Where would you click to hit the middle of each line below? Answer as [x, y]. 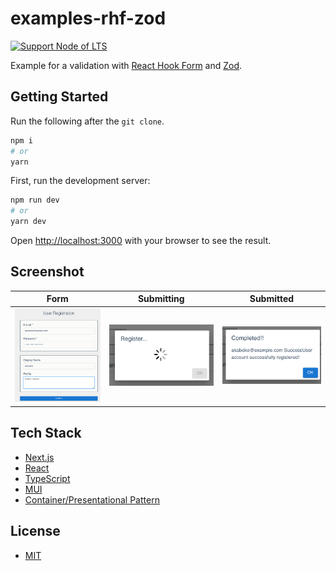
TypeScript [47, 478]
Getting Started [59, 97]
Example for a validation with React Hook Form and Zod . [126, 65]
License [35, 531]
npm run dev [35, 200]
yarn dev [28, 222]
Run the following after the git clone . [87, 121]
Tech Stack [46, 433]
